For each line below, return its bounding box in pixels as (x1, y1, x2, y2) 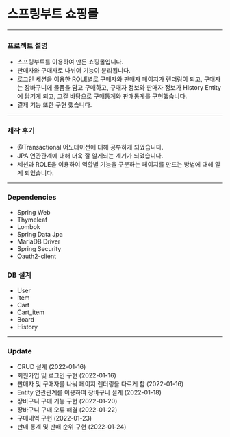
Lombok (16, 222, 41, 231)
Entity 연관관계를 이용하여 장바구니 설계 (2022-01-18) (16, 388, 162, 397)
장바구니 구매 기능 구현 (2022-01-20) (16, 397, 118, 405)
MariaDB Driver (16, 237, 61, 246)
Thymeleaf (16, 215, 48, 224)
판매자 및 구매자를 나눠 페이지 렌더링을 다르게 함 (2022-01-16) (16, 380, 184, 388)
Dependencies (7, 193, 57, 202)
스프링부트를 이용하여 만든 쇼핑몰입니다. (16, 58, 124, 66)
